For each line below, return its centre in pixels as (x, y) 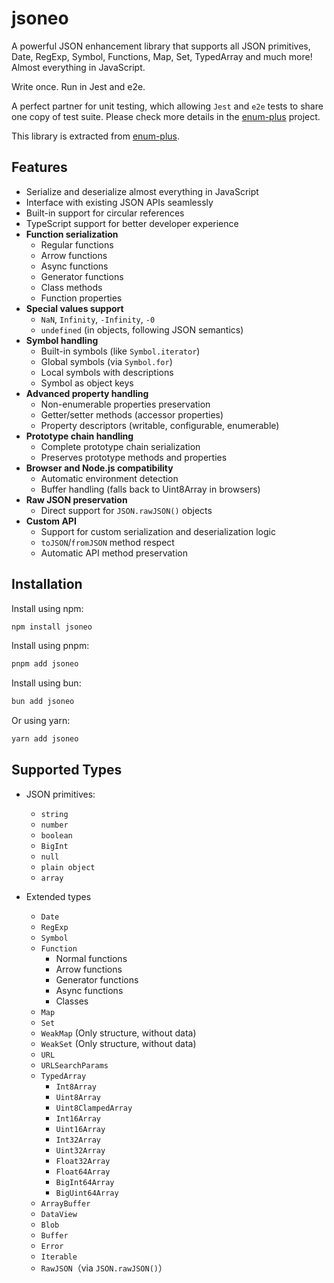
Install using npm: (47, 608)
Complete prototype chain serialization (120, 446)
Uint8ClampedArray (94, 1108)
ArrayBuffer (65, 1203)
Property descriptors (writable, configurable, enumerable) (160, 425)
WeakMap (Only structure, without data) (118, 1033)
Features (39, 167)
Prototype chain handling (79, 436)
